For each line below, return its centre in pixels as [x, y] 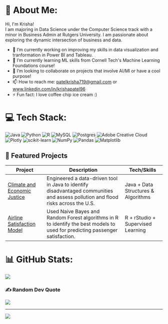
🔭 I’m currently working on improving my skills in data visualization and [85, 49]
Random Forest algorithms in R [83, 218]
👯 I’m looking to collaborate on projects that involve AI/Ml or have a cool [86, 71]
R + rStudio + [140, 218]
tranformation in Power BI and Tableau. [53, 55]
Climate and [22, 184]
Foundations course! [33, 65]
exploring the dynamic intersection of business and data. [64, 40]
